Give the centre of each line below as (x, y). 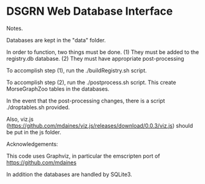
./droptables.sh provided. (38, 107)
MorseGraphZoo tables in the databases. (58, 89)
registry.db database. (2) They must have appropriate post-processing (95, 58)
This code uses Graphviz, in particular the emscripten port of (83, 156)
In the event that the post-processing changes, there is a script (86, 101)
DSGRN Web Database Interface (90, 11)
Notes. (15, 28)
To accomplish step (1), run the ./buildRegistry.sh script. (76, 70)
